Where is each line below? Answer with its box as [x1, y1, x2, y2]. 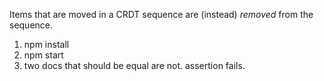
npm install [23, 39, 70, 50]
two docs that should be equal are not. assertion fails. [23, 60, 246, 71]
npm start [23, 49, 64, 61]
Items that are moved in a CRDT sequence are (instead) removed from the [9, 9, 314, 20]
